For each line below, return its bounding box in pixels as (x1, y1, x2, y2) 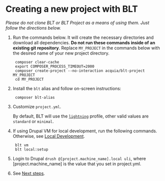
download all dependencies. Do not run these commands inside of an (12, 39, 155, 45)
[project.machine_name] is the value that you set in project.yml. (12, 161, 141, 167)
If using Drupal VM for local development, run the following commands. (12, 128, 158, 134)
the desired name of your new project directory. (12, 50, 110, 56)
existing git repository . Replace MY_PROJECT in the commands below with (12, 45, 160, 51)
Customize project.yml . (12, 103, 61, 109)
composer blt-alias (15, 95, 55, 100)
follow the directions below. (5, 25, 61, 30)
